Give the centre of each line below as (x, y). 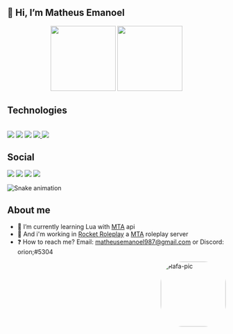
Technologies (37, 111)
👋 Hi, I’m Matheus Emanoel (66, 13)
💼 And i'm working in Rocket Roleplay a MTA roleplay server (103, 234)
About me (29, 210)
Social (21, 157)
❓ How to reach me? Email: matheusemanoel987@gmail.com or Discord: (120, 242)
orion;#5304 (35, 252)
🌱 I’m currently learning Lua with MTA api (76, 227)
